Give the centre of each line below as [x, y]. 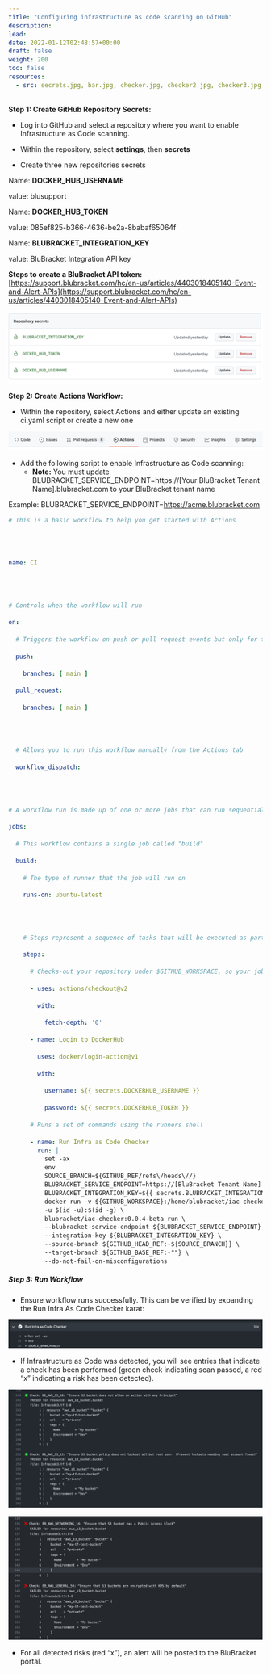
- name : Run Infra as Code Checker [90, 1142]
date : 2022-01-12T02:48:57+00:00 [65, 43]
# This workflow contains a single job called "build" [110, 844]
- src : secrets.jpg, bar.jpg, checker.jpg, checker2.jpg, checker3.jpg [139, 85]
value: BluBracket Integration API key [70, 258]
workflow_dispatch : [48, 767]
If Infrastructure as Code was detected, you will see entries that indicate [140, 1361]
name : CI [23, 563]
